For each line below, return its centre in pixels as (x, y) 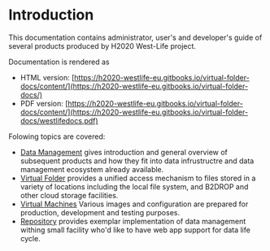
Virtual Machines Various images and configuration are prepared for (134, 204)
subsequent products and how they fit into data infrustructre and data (137, 161)
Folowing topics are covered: (57, 136)
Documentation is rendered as (59, 62)
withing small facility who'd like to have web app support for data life (135, 230)
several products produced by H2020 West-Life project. (102, 45)
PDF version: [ (44, 103)
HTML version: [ (47, 77)
